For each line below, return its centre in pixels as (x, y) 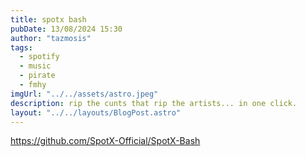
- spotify (39, 57)
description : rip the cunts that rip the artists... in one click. (154, 103)
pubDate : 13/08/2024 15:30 (66, 29)
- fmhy (33, 85)
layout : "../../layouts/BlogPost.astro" (96, 112)
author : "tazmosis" (51, 38)
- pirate (37, 76)
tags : (21, 47)
